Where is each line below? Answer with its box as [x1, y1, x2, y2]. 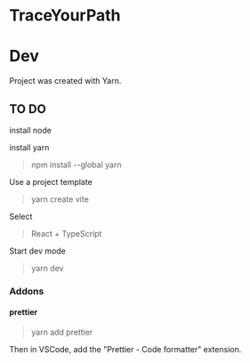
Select [9, 211, 33, 222]
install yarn [9, 141, 50, 152]
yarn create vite [30, 193, 89, 205]
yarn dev [30, 262, 64, 273]
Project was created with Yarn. [9, 76, 122, 86]
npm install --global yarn [30, 159, 122, 170]
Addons [9, 285, 44, 297]
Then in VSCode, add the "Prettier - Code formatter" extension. [9, 344, 242, 355]
